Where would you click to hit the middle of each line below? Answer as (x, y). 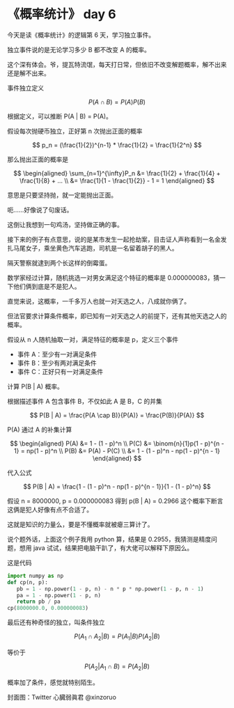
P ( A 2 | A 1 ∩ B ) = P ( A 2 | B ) (117, 667)
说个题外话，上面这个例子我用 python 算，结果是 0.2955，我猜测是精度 (109, 539)
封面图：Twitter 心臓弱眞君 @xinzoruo (62, 697)
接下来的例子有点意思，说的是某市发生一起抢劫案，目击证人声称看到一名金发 (117, 239)
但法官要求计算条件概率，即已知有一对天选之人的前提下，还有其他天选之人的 (117, 316)
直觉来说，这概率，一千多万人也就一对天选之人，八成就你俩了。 (99, 301)
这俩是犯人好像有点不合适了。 (50, 510)
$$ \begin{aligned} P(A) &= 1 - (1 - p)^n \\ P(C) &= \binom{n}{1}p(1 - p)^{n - (117, 443)
